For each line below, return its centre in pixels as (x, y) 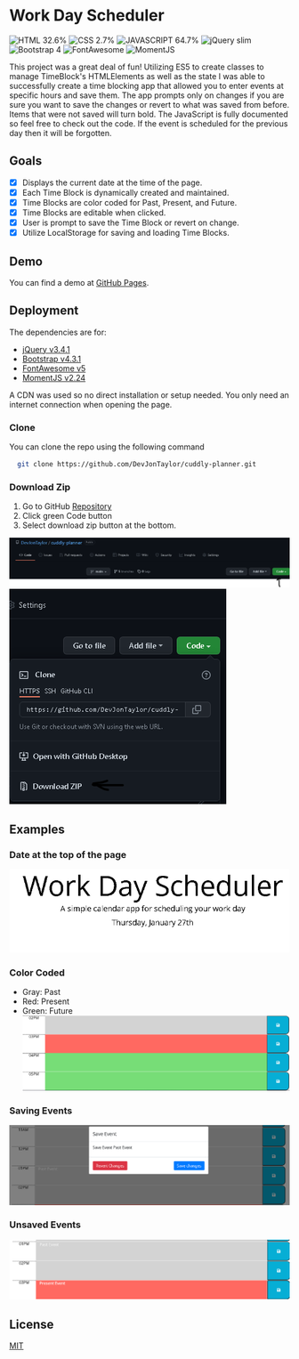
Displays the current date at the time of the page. (112, 182)
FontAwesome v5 (54, 368)
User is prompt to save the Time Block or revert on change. (130, 222)
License (32, 1324)
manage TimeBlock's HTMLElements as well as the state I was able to (137, 76)
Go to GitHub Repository (67, 506)
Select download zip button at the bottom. (99, 525)
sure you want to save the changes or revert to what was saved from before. (149, 104)
